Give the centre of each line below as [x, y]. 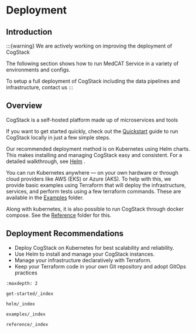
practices [26, 273]
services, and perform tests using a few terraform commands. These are [94, 191]
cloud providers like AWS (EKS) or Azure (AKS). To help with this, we [89, 179]
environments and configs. [38, 70]
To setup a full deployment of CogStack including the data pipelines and [93, 81]
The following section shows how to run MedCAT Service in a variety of [92, 63]
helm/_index [20, 304]
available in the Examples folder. [45, 198]
